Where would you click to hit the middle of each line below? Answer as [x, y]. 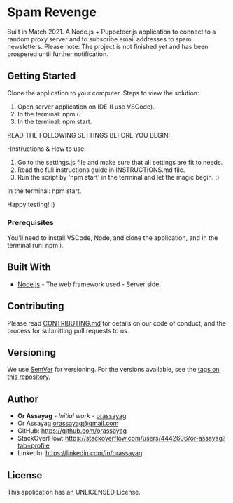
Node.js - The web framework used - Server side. [89, 284]
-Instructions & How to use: [47, 149]
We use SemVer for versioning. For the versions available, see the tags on [113, 370]
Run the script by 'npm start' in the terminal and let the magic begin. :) [118, 177]
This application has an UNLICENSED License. [74, 492]
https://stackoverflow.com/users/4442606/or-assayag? [146, 438]
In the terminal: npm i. [49, 114]
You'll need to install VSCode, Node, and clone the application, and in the [113, 238]
